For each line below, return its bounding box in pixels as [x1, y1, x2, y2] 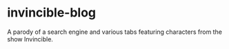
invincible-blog [7, 5, 97, 21]
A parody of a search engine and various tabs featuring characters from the [7, 28, 223, 36]
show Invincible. [7, 35, 54, 43]
